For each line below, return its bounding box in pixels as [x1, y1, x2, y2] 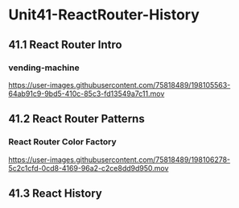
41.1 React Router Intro [8, 38, 122, 52]
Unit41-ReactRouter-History [8, 6, 200, 24]
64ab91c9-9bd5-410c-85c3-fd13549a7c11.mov [8, 89, 165, 98]
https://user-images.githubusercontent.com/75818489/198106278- [8, 155, 231, 164]
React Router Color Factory [8, 136, 117, 148]
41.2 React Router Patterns [8, 112, 145, 126]
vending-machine [8, 62, 80, 73]
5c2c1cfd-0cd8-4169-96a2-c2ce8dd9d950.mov [8, 163, 169, 173]
